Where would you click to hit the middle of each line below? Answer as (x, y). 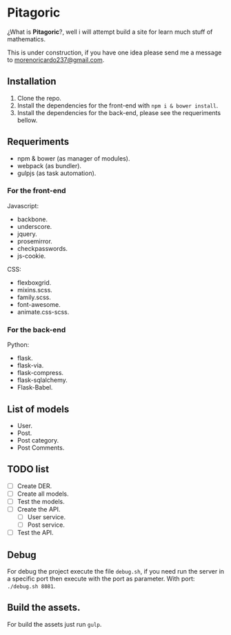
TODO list (28, 469)
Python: (18, 345)
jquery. (27, 234)
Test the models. (41, 501)
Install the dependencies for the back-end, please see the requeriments (119, 112)
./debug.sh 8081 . (31, 586)
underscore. (34, 226)
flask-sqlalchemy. (42, 380)
